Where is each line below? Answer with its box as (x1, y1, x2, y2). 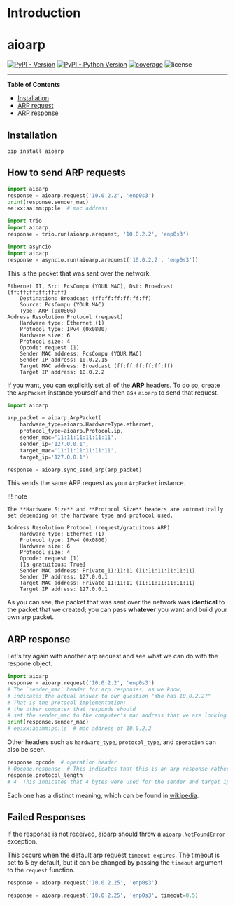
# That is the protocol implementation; (7, 699, 127, 706)
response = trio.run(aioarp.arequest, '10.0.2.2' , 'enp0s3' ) (7, 231, 190, 238)
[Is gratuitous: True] (20, 561, 86, 569)
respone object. (7, 659, 53, 668)
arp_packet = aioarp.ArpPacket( (7, 414, 101, 421)
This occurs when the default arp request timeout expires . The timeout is (7, 851, 220, 860)
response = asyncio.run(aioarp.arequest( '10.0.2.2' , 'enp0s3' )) (7, 256, 199, 264)
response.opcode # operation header (7, 759, 117, 766)
